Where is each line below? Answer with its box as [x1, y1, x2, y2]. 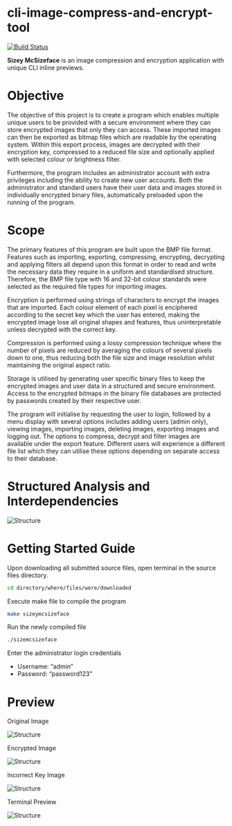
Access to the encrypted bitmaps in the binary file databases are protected [7, 389, 222, 397]
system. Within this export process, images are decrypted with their [7, 140, 201, 149]
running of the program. [7, 198, 75, 206]
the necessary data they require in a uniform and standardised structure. [7, 267, 215, 276]
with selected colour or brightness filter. [7, 155, 121, 163]
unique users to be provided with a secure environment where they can [7, 118, 211, 126]
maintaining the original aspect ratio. [7, 361, 111, 369]
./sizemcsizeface [7, 636, 57, 643]
